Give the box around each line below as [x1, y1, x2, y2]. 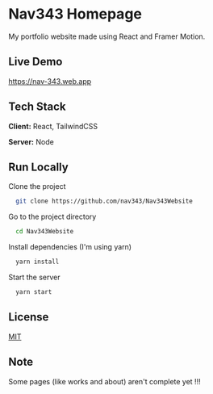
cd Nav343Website [15, 228, 74, 236]
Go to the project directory [8, 212, 97, 222]
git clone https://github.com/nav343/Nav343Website [15, 197, 194, 206]
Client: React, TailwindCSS [8, 121, 98, 131]
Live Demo [8, 55, 63, 69]
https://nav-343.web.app [8, 76, 92, 86]
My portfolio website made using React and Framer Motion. [8, 31, 206, 41]
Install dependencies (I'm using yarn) [8, 242, 132, 252]
